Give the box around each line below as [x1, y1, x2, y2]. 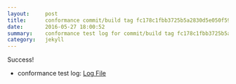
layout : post [7, 10, 58, 17]
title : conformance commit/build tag [7, 17, 133, 24]
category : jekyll [7, 36, 65, 43]
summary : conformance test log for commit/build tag [7, 29, 174, 37]
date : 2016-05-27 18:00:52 [7, 23, 105, 30]
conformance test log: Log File [17, 69, 107, 78]
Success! [7, 55, 34, 64]
